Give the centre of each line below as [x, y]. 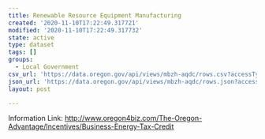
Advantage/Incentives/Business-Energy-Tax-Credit [91, 126]
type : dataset [32, 45]
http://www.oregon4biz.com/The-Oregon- [133, 118]
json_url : [24, 81]
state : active [32, 38]
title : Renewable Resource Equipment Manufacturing [95, 15]
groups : [21, 60]
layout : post [30, 89]
